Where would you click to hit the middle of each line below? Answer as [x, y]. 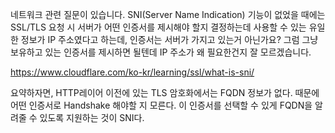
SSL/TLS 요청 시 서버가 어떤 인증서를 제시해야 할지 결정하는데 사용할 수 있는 [158, 27]
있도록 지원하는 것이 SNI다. [92, 117]
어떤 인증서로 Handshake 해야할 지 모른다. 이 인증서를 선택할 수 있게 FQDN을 [161, 105]
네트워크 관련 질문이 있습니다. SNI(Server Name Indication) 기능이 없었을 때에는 [168, 14]
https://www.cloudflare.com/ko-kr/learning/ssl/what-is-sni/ [132, 72]
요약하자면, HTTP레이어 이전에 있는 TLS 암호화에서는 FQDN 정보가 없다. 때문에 [165, 92]
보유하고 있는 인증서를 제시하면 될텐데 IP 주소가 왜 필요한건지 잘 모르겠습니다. [161, 52]
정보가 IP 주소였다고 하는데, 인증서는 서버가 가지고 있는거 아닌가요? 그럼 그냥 [169, 39]
